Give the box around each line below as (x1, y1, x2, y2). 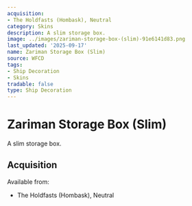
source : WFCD (7, 55, 45, 62)
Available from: (7, 177, 49, 186)
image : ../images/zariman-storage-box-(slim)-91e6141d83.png (7, 36, 186, 43)
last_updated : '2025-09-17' (7, 42, 88, 49)
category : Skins (7, 23, 53, 30)
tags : (7, 61, 23, 68)
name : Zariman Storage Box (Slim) (7, 49, 106, 56)
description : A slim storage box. (7, 29, 106, 37)
